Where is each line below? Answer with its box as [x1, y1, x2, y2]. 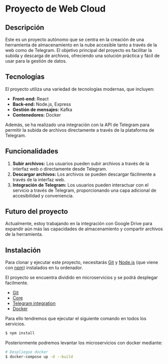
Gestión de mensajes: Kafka [12, 107, 72, 113]
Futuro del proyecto [5, 207, 68, 216]
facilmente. [5, 280, 29, 286]
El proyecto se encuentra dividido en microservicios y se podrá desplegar [5, 275, 158, 281]
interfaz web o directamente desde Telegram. [12, 166, 107, 172]
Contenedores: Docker [12, 112, 61, 118]
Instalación [5, 246, 41, 254]
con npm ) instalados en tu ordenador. [5, 265, 83, 271]
